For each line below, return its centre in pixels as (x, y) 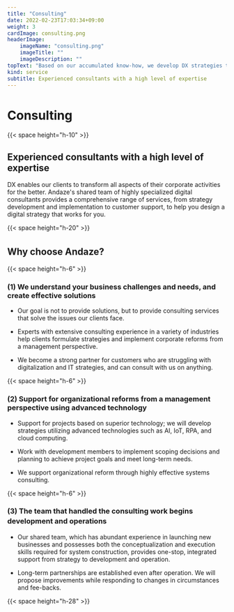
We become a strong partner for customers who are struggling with (114, 360)
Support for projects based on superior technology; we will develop (114, 423)
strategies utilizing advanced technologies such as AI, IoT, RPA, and (115, 431)
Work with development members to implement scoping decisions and (118, 451)
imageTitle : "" (42, 53)
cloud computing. (42, 438)
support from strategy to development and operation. (94, 559)
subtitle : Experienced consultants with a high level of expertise (107, 79)
